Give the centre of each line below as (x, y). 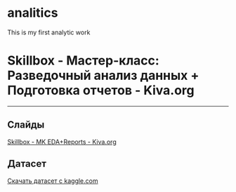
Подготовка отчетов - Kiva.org (101, 91)
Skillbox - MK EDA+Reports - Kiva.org (62, 142)
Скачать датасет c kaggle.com (53, 181)
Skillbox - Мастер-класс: (83, 61)
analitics (33, 13)
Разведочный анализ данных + (103, 76)
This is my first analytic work (49, 32)
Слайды (26, 125)
